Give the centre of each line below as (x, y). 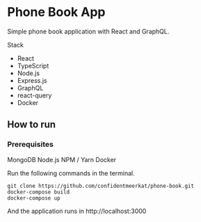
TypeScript (33, 65)
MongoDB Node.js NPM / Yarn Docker (62, 159)
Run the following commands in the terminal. (71, 173)
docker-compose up (34, 198)
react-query (34, 95)
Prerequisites (30, 145)
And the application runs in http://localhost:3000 (77, 211)
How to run (32, 125)
